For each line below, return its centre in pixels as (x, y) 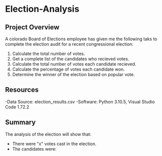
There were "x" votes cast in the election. (54, 144)
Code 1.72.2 (17, 107)
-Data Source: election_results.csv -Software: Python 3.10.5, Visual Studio (80, 102)
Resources (22, 90)
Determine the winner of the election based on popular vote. (73, 74)
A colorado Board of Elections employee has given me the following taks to (81, 39)
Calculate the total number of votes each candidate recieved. (74, 64)
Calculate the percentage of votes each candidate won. (68, 69)
